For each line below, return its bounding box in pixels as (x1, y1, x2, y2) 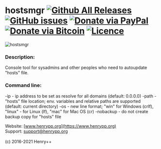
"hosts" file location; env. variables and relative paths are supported (5, 98, 141, 104)
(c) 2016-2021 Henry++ (5, 138, 52, 144)
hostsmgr (5, 5, 45, 16)
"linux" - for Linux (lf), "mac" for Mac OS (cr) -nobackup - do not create (5, 108, 148, 114)
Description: (5, 53, 35, 60)
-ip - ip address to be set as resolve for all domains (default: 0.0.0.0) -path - (5, 93, 157, 99)
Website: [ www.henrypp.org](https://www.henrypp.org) (5, 123, 116, 129)
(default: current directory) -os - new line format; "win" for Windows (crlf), (5, 103, 154, 109)
